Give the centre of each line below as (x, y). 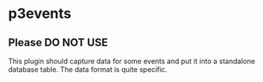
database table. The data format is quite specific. (88, 70)
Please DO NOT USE (58, 43)
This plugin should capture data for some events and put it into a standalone (132, 61)
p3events (40, 14)
